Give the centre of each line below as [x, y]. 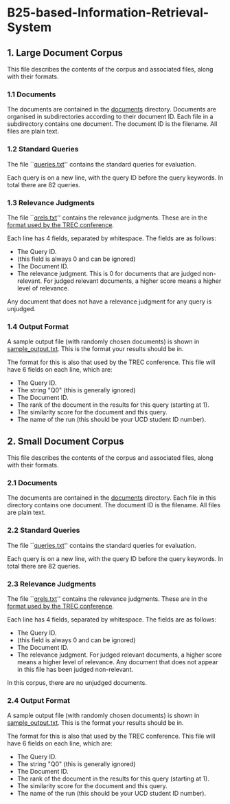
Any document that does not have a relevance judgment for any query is [110, 301]
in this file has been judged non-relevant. [75, 669]
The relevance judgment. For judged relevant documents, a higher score [119, 655]
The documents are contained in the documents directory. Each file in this [112, 498]
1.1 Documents [32, 94]
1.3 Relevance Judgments [51, 202]
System [30, 27]
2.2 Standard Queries [44, 530]
